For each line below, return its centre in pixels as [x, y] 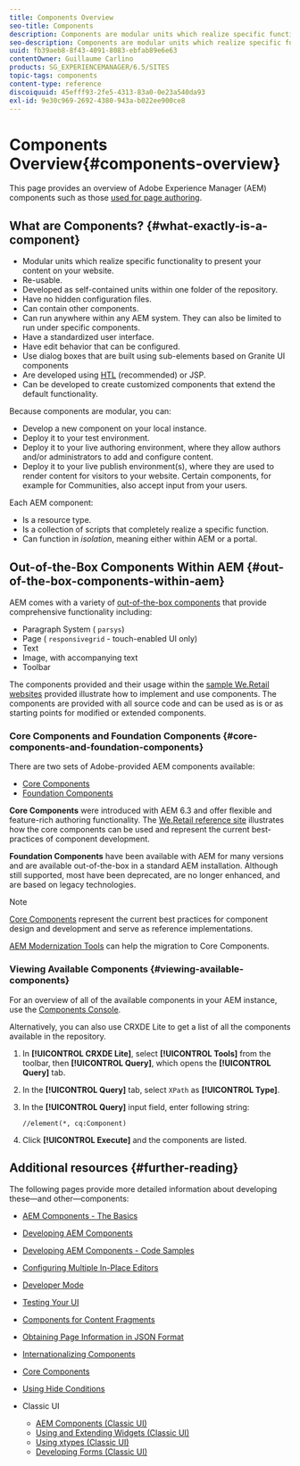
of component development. [98, 839]
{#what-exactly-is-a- [207, 225]
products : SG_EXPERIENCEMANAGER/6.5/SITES [89, 68]
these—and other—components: [69, 1199]
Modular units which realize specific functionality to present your [142, 261]
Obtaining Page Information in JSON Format [103, 1337]
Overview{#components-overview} [145, 164]
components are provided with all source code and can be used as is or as [146, 703]
